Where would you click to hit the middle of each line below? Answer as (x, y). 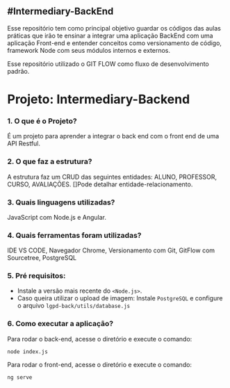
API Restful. (24, 144)
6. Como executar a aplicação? (60, 324)
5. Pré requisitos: (36, 276)
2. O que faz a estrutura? (50, 161)
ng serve (20, 377)
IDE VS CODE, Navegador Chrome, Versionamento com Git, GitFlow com (111, 250)
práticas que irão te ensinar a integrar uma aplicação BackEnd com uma (110, 35)
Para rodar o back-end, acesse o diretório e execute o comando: (100, 339)
